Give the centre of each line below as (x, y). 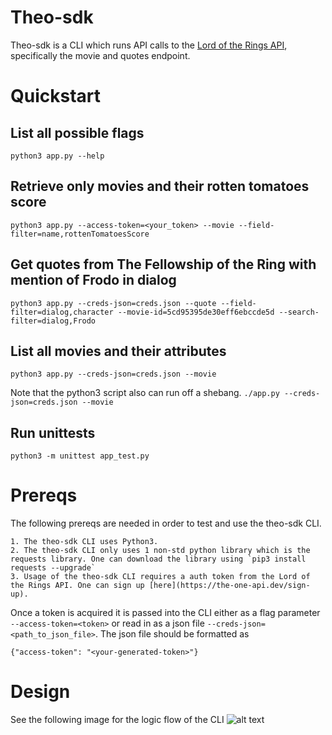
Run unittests (53, 432)
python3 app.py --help (57, 156)
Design (40, 692)
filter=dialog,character (62, 312)
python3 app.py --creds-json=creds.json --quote (113, 303)
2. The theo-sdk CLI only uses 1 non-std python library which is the (160, 551)
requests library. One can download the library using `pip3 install (158, 559)
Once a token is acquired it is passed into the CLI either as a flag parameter (165, 613)
